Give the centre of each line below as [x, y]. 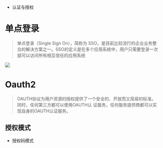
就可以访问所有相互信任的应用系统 [51, 55]
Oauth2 [20, 85]
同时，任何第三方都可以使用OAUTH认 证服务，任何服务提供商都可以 [85, 105]
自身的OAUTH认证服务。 [46, 111]
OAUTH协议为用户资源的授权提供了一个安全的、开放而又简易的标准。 [86, 99]
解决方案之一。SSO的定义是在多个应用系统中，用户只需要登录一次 [92, 49]
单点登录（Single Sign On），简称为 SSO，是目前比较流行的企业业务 [85, 43]
